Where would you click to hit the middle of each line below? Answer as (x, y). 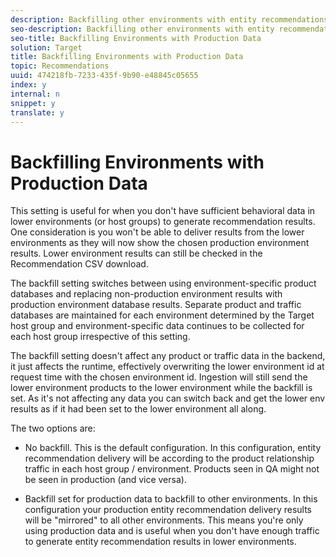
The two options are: (53, 428)
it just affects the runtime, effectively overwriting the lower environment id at (167, 367)
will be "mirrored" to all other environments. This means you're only (164, 520)
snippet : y (33, 103)
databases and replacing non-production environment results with (146, 294)
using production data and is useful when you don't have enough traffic (172, 531)
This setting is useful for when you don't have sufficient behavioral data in (163, 211)
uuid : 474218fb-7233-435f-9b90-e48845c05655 (104, 76)
